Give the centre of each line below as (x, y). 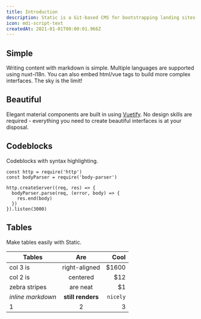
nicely (116, 297)
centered (81, 277)
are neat (81, 287)
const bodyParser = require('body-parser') (62, 177)
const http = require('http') (44, 172)
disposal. (18, 127)
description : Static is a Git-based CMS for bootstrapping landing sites (101, 18)
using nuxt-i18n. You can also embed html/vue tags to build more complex (98, 74)
